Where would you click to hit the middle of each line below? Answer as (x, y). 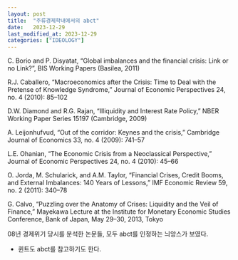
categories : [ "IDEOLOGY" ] (46, 41)
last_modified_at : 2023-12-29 (52, 34)
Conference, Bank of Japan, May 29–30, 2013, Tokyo (86, 219)
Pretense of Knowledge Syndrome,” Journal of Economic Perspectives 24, (117, 90)
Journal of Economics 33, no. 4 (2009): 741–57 (76, 140)
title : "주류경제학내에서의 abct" (53, 21)
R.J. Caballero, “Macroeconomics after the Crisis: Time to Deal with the (112, 82)
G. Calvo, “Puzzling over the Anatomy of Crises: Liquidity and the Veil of (113, 204)
